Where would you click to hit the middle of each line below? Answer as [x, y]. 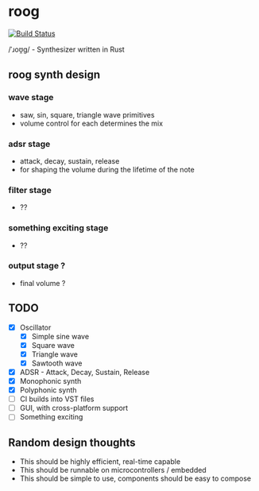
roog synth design [54, 75]
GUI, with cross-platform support [74, 408]
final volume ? [43, 283]
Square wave [53, 345]
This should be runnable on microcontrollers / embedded [113, 470]
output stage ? [37, 266]
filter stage [30, 190]
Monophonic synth [50, 381]
